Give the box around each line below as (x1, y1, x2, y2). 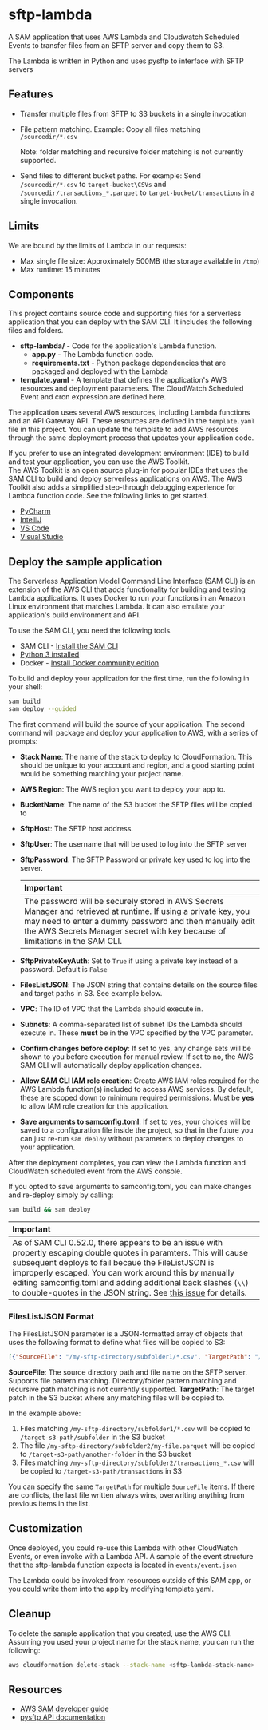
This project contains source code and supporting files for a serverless (8, 309, 242, 319)
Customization (8, 1522, 84, 1535)
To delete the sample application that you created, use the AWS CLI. (8, 1628, 233, 1638)
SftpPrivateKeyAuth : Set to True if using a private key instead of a (19, 956, 238, 966)
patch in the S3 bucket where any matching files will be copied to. (8, 1392, 225, 1403)
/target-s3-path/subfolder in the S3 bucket (19, 1432, 165, 1442)
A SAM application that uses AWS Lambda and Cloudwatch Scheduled (8, 32, 241, 42)
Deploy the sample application (8, 555, 163, 569)
